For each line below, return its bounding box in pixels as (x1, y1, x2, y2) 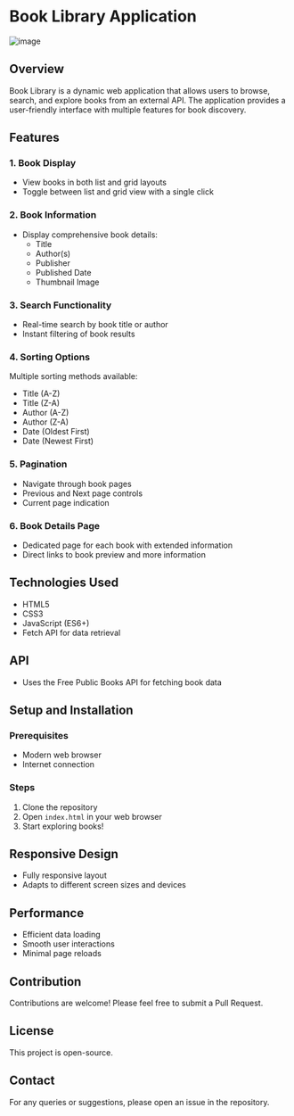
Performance (9, 905, 85, 921)
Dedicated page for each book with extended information (21, 540, 233, 550)
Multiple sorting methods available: (9, 371, 138, 382)
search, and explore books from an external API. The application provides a (9, 95, 287, 105)
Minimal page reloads (21, 948, 102, 959)
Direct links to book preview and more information (21, 549, 207, 559)
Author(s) (35, 248, 71, 259)
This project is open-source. (9, 1046, 113, 1058)
